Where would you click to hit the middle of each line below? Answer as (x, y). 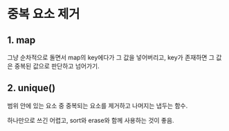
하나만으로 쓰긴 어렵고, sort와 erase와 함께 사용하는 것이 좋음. (91, 120)
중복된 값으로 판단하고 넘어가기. (57, 66)
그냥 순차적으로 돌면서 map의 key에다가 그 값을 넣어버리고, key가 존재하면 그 (111, 57)
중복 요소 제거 (44, 14)
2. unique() (31, 88)
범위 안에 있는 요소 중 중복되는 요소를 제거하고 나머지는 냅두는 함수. (98, 105)
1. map (21, 40)
